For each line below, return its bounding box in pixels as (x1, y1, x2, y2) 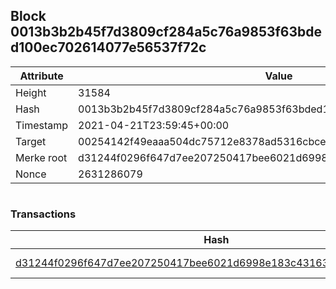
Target (15, 134, 47, 148)
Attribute (19, 69, 64, 83)
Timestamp (15, 118, 69, 132)
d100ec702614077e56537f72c (10, 39, 207, 56)
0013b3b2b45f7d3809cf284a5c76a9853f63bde (10, 24, 323, 41)
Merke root (15, 150, 68, 164)
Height (15, 85, 47, 99)
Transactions (10, 207, 77, 221)
